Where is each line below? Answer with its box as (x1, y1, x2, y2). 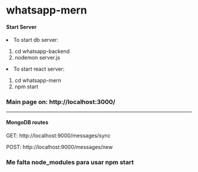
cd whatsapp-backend (14, 48, 70, 55)
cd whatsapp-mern (14, 77, 62, 84)
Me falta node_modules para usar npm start (6, 158, 134, 166)
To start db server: (14, 37, 59, 44)
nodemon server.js (14, 54, 61, 61)
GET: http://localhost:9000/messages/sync (6, 132, 111, 139)
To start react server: (14, 65, 65, 72)
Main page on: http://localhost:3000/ (6, 98, 116, 106)
